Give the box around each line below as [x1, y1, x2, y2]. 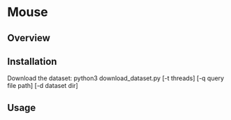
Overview [7, 32, 51, 44]
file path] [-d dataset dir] [7, 82, 78, 90]
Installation [7, 55, 57, 67]
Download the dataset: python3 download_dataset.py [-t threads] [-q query [7, 74, 225, 82]
